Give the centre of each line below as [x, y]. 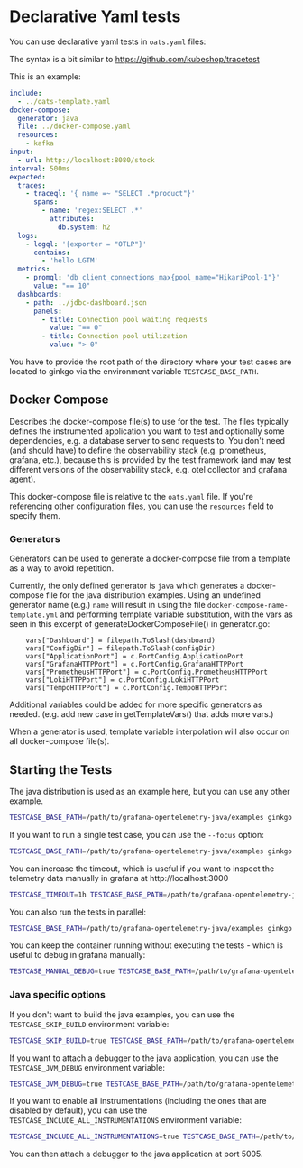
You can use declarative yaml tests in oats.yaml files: [108, 41]
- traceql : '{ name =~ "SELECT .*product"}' [110, 194]
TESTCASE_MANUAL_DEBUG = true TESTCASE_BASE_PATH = [102, 971]
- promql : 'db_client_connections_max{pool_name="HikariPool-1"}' [153, 278]
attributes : [72, 219]
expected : [28, 177]
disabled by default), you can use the [78, 1110]
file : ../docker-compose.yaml [74, 127]
